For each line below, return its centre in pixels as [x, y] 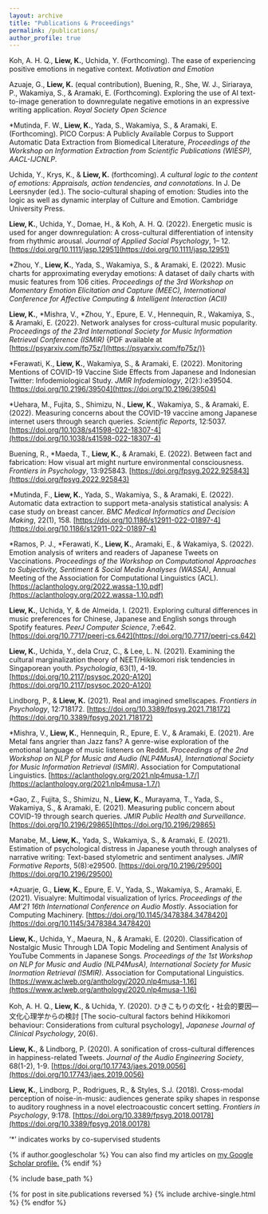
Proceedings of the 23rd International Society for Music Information [121, 331]
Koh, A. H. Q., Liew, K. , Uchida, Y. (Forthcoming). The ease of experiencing [132, 61]
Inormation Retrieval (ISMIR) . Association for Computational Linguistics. [127, 973]
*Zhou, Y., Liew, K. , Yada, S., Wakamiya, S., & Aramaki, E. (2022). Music [128, 265]
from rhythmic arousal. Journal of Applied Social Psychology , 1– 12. [120, 241]
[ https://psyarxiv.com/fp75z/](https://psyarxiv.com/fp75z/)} [107, 349]
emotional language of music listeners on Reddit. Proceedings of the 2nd [129, 750]
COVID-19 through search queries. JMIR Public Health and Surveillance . [128, 816]
